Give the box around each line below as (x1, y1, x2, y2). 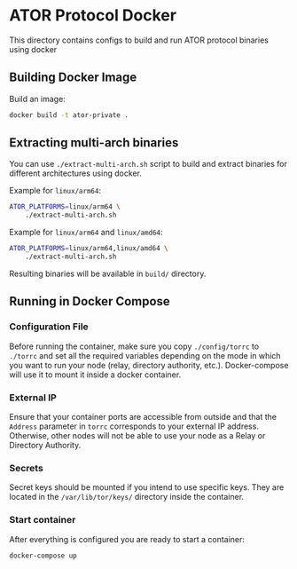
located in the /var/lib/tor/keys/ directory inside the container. (9, 492, 245, 502)
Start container (9, 514, 76, 526)
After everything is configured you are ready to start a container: (9, 533, 246, 544)
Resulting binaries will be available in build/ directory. (9, 268, 207, 279)
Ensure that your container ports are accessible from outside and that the (9, 411, 277, 422)
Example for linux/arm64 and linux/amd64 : (9, 227, 163, 238)
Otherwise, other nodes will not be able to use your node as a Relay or (9, 430, 266, 440)
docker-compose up (9, 551, 77, 560)
